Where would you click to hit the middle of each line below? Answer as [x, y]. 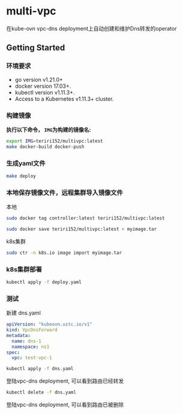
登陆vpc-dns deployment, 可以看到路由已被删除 [65, 405]
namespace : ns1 [31, 347]
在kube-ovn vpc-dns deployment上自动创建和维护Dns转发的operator [91, 28]
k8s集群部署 [24, 269]
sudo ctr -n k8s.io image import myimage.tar [64, 253]
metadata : [19, 335]
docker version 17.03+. [43, 86]
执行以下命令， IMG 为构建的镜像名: [49, 129]
